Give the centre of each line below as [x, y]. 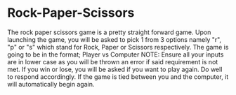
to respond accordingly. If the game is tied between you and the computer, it [118, 76]
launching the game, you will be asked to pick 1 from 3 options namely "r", [114, 39]
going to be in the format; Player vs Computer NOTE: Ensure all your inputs [116, 54]
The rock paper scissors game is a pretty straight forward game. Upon [109, 32]
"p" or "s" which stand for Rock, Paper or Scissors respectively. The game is [118, 47]
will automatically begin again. [51, 84]
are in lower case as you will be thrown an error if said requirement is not [113, 61]
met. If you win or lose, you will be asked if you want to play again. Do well [115, 69]
